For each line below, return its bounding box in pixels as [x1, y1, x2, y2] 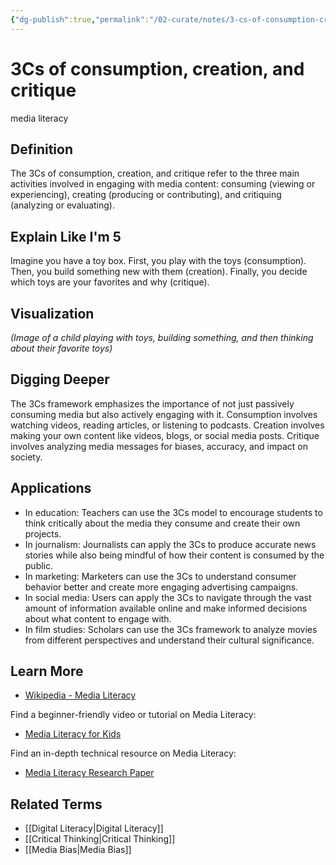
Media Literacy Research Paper [24, 767, 155, 779]
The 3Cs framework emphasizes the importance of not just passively [10, 397, 295, 410]
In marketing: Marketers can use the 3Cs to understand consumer [24, 570, 297, 582]
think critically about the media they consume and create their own [24, 517, 301, 529]
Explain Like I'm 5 [10, 228, 122, 245]
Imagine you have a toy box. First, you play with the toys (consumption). [10, 255, 307, 267]
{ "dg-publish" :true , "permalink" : [10, 14, 150, 25]
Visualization [10, 305, 95, 322]
